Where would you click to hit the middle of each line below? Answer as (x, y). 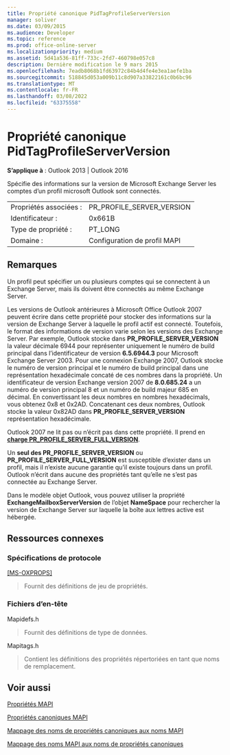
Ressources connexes (56, 538)
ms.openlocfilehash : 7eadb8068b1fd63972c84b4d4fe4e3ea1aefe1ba (100, 71)
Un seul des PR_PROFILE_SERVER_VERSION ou (75, 452)
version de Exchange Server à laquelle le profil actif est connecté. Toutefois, (115, 324)
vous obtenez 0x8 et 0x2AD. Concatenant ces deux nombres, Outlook (106, 404)
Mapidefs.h (23, 619)
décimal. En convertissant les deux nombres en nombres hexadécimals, (108, 397)
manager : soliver (32, 20)
